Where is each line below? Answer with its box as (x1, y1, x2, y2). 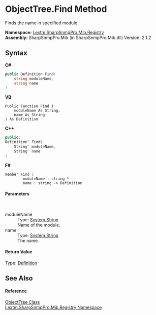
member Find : (5, 172, 34, 177)
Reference (5, 288, 27, 294)
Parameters (5, 191, 30, 197)
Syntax (5, 49, 28, 57)
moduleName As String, (14, 108, 61, 113)
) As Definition (5, 117, 38, 122)
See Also (5, 274, 33, 282)
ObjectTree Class (5, 299, 40, 305)
